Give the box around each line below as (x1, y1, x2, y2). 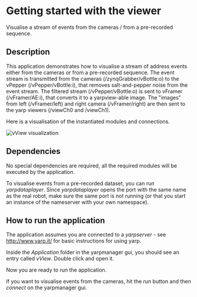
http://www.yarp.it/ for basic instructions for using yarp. (6, 237, 142, 245)
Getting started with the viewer (6, 4, 162, 18)
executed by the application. (6, 168, 75, 175)
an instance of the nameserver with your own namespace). (6, 199, 149, 206)
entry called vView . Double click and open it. (6, 255, 115, 262)
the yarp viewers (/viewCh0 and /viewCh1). (6, 106, 111, 113)
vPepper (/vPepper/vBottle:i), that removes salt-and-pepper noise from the (6, 81, 188, 88)
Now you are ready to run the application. (6, 266, 107, 273)
